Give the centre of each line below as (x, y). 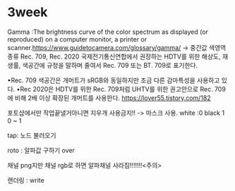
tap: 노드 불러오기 (32, 135)
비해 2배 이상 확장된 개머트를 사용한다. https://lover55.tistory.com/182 (113, 98)
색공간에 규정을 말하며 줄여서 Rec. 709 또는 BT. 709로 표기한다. (110, 65)
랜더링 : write (26, 180)
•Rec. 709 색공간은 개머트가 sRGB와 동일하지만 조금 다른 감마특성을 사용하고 (114, 80)
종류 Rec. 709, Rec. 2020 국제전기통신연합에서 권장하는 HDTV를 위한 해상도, (114, 56)
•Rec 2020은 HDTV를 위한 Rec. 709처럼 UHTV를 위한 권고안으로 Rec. (115, 89)
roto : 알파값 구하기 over (41, 150)
